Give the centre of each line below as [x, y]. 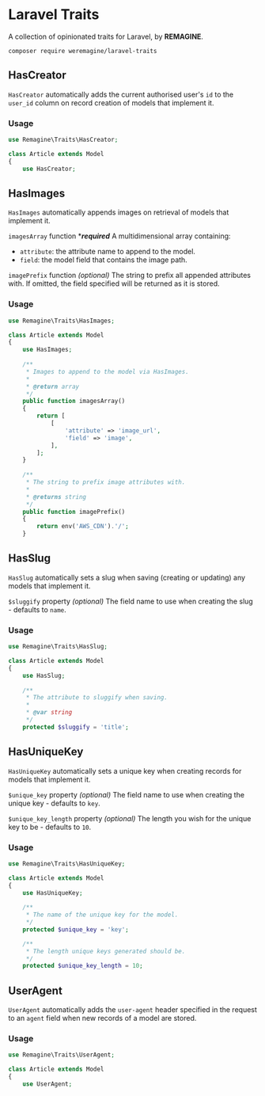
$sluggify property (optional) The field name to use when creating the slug [131, 601]
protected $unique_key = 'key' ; [76, 929]
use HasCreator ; [49, 169]
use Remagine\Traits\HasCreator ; [63, 140]
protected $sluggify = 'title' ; [76, 727]
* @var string [49, 713]
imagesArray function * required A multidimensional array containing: [119, 236]
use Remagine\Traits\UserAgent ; [61, 1055]
